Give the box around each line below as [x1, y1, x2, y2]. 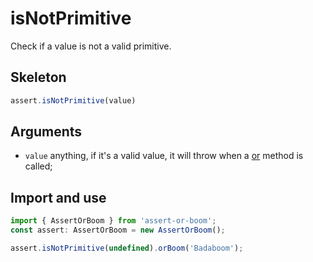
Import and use [10, 189, 107, 206]
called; [24, 160, 53, 172]
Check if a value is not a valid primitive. [10, 40, 172, 52]
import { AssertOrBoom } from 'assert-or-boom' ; [10, 216, 217, 226]
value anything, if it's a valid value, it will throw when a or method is [24, 150, 304, 162]
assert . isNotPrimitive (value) [10, 95, 137, 106]
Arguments [10, 123, 83, 141]
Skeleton [10, 69, 67, 86]
